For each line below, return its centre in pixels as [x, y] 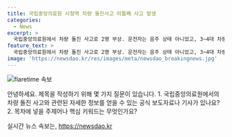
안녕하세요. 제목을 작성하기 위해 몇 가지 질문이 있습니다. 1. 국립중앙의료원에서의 [113, 93]
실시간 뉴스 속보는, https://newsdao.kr [60, 126]
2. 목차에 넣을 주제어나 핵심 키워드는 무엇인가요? [72, 111]
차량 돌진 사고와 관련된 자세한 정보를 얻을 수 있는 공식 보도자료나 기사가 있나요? [114, 102]
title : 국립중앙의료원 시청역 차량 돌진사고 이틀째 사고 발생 [82, 13]
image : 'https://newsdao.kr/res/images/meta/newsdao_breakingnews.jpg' [112, 59]
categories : [24, 20]
